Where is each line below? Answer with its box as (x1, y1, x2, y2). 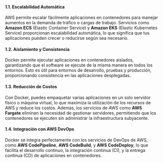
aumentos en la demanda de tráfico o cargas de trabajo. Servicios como (5, 20, 149, 26)
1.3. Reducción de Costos (5, 84, 57, 89)
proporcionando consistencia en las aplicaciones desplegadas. (5, 73, 131, 79)
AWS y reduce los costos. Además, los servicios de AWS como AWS (5, 105, 142, 111)
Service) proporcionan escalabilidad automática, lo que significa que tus (5, 30, 150, 36)
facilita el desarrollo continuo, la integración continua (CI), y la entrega (5, 147, 146, 153)
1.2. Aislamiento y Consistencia (5, 46, 70, 52)
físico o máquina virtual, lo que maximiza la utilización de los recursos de (5, 99, 151, 105)
